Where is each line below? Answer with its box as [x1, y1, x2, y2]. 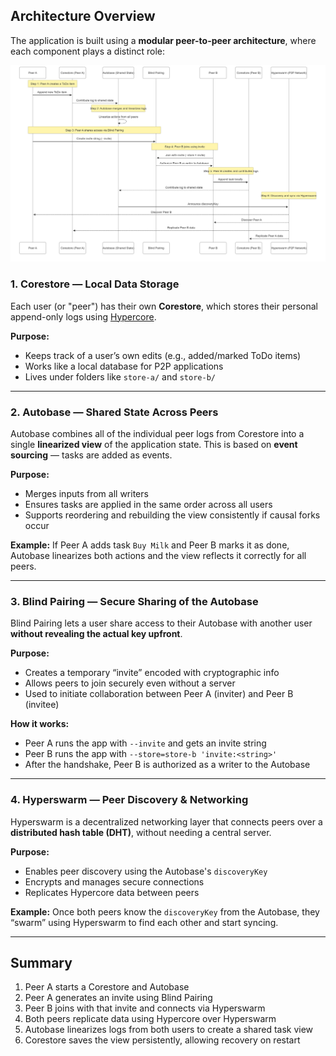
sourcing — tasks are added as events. [10, 449, 173, 461]
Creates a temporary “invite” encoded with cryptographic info [24, 667, 280, 679]
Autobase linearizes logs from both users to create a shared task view [24, 1024, 314, 1036]
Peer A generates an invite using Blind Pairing [24, 992, 213, 1004]
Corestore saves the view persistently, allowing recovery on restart [24, 1034, 301, 1046]
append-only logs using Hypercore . [10, 310, 157, 323]
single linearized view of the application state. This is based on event [10, 438, 298, 450]
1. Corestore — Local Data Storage [10, 277, 180, 291]
